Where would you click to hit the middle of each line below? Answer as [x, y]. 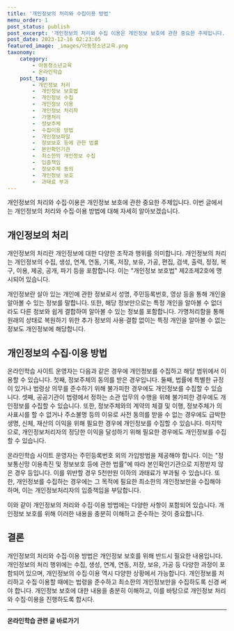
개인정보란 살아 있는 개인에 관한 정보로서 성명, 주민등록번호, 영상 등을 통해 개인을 [117, 294]
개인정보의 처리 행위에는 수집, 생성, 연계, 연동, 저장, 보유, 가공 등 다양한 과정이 [112, 564]
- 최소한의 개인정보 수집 [64, 156]
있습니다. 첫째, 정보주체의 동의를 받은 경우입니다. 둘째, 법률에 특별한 [119, 380]
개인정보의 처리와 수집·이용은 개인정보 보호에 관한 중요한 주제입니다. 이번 [106, 202]
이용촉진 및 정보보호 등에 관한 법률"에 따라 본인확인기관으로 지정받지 [124, 464]
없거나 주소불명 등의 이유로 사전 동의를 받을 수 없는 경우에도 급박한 [136, 414]
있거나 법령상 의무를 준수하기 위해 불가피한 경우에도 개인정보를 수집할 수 [112, 388]
